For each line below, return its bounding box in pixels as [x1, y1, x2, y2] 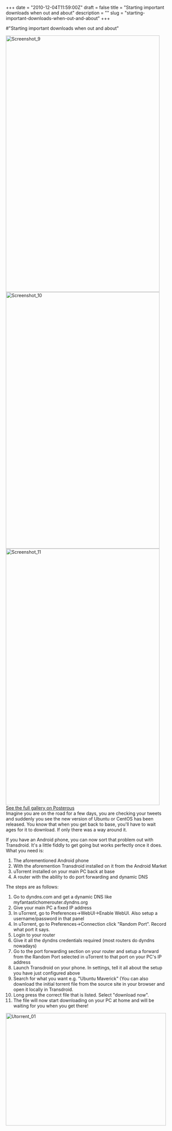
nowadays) [13, 943, 37, 949]
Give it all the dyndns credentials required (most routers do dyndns [13, 938, 155, 943]
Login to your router [13, 932, 56, 938]
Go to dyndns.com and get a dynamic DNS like [13, 894, 112, 900]
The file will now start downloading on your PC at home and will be [13, 998, 155, 1003]
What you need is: [6, 848, 44, 853]
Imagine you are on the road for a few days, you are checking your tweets [6, 810, 162, 816]
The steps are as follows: [6, 884, 59, 890]
